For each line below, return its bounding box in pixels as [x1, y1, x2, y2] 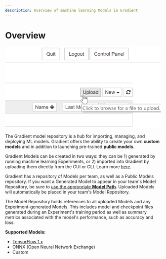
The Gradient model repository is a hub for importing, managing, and [5, 133, 145, 139]
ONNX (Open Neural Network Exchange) [12, 244, 95, 250]
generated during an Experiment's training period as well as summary [5, 209, 147, 215]
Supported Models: [5, 229, 46, 235]
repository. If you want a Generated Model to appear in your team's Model [5, 179, 156, 185]
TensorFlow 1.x [12, 239, 43, 245]
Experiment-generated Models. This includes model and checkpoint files [5, 204, 153, 210]
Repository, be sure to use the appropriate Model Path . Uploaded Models [5, 184, 155, 190]
